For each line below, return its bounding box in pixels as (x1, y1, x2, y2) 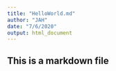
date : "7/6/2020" (7, 23, 57, 30)
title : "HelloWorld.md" (7, 10, 76, 17)
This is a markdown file (7, 54, 109, 66)
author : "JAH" (7, 17, 48, 23)
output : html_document (7, 29, 72, 37)
